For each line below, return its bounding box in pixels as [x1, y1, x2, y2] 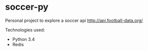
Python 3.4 [12, 36, 35, 42]
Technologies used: [5, 27, 45, 33]
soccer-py [5, 1, 48, 13]
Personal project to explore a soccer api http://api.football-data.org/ [5, 17, 143, 23]
